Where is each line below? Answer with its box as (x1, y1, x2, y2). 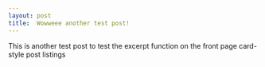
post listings (25, 49, 66, 59)
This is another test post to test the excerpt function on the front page (8, 41, 237, 50)
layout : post (8, 11, 52, 20)
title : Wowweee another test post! (8, 19, 130, 27)
